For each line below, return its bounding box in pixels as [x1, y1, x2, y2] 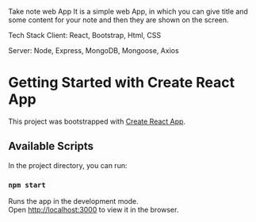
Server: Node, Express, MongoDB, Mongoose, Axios [8, 46, 180, 55]
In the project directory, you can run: [8, 160, 128, 170]
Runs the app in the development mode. [8, 197, 139, 206]
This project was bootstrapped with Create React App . [8, 117, 186, 126]
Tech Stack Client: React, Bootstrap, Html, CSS [8, 31, 161, 40]
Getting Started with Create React [8, 74, 235, 92]
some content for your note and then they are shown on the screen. [8, 15, 229, 25]
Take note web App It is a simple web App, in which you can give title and [8, 7, 248, 16]
